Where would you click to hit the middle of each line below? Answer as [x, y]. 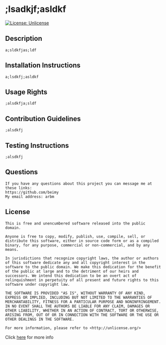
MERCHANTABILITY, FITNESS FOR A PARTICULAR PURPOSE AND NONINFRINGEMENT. [83, 302]
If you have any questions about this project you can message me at [79, 183]
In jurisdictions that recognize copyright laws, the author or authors [82, 258]
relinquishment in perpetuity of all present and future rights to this [82, 280]
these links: [19, 188]
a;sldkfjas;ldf [21, 50]
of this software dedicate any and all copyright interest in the [75, 262]
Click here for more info [29, 337]
